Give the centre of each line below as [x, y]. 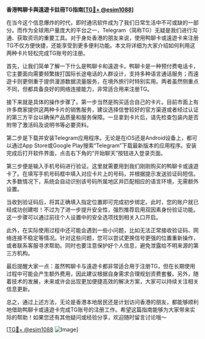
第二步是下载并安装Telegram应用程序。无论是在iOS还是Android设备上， [97, 138]
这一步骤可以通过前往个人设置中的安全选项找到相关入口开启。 [84, 217]
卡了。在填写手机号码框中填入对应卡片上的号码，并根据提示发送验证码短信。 [103, 174]
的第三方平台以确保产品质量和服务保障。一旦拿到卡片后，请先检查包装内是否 [103, 117]
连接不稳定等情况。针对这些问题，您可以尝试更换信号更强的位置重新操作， [105, 238]
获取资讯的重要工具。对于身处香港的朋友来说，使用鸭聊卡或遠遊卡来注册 [108, 38]
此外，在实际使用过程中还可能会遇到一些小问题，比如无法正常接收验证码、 [100, 230]
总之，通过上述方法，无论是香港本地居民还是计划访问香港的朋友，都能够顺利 [103, 302]
